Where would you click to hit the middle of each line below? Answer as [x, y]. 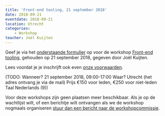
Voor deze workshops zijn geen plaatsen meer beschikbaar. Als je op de [80, 97]
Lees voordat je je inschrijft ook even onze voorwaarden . [64, 67]
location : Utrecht [24, 24]
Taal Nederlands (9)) [27, 87]
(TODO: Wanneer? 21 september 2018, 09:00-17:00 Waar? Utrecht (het [79, 77]
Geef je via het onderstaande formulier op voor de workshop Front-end [79, 52]
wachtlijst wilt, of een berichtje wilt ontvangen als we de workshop [74, 102]
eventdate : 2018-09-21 [29, 19]
